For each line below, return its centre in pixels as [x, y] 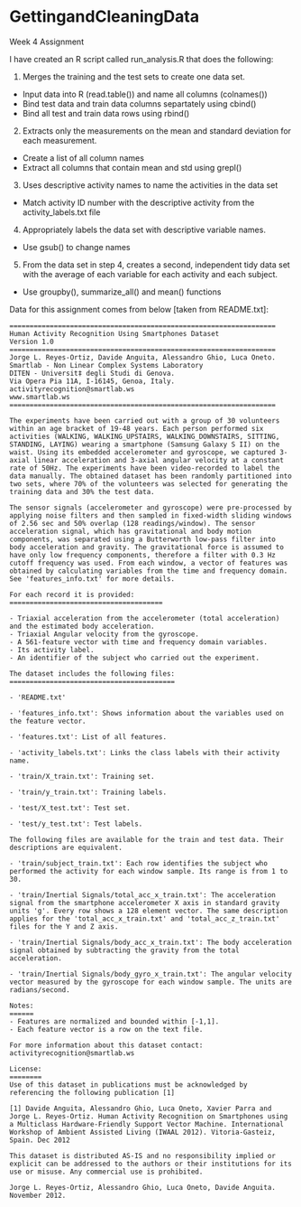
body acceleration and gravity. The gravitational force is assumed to [146, 547]
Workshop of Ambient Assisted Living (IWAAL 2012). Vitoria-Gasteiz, [143, 1132]
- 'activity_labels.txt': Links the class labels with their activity [145, 753]
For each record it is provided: [72, 594]
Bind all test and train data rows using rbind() [106, 113]
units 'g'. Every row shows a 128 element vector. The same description [149, 911]
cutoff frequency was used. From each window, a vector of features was [149, 563]
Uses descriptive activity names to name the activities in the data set [150, 185]
